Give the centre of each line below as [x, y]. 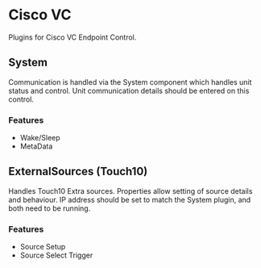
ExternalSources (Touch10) [78, 172]
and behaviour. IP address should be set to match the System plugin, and [130, 199]
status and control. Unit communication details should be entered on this [129, 90]
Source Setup [43, 247]
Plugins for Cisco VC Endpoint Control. [72, 37]
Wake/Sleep [40, 138]
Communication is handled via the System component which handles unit [130, 82]
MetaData [36, 146]
